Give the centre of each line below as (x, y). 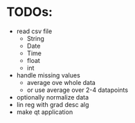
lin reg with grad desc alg (53, 104)
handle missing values (48, 75)
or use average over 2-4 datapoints (78, 90)
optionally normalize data (53, 97)
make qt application (45, 112)
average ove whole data (61, 82)
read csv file (34, 31)
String (35, 38)
